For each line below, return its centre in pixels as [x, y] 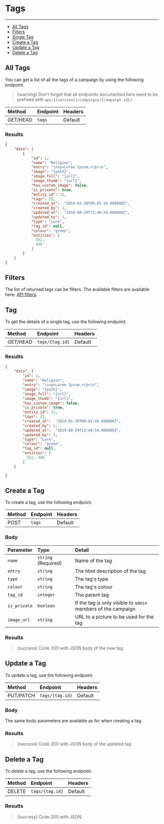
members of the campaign [105, 609]
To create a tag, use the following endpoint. [49, 502]
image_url [19, 620]
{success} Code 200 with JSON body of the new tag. [71, 648]
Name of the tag [93, 560]
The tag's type [92, 579]
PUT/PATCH [21, 695]
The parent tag [92, 595]
